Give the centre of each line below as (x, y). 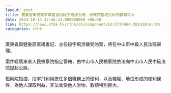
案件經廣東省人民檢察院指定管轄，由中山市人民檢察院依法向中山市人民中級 (83, 61)
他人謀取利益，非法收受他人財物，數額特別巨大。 (70, 85)
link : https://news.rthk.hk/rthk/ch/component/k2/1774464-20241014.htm (83, 24)
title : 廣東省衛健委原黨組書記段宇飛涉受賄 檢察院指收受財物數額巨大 (70, 15)
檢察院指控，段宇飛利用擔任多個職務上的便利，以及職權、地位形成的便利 (81, 79)
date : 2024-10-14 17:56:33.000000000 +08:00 (53, 19)
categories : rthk (24, 29)
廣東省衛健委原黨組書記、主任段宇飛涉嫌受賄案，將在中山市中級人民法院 (81, 44)
